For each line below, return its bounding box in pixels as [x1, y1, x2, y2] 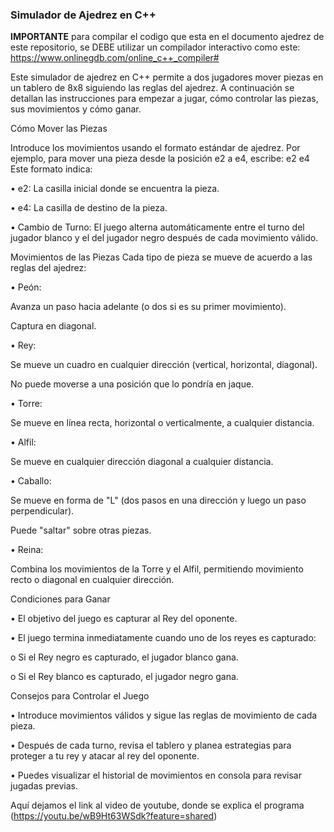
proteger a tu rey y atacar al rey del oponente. [10, 750, 200, 762]
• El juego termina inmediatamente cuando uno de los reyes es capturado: [10, 632, 317, 644]
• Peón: [10, 281, 42, 293]
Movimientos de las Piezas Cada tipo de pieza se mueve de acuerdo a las [10, 251, 313, 263]
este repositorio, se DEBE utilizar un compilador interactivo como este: [10, 41, 301, 53]
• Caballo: [10, 475, 52, 487]
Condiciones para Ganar [10, 593, 111, 605]
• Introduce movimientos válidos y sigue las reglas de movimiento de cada [10, 709, 318, 722]
